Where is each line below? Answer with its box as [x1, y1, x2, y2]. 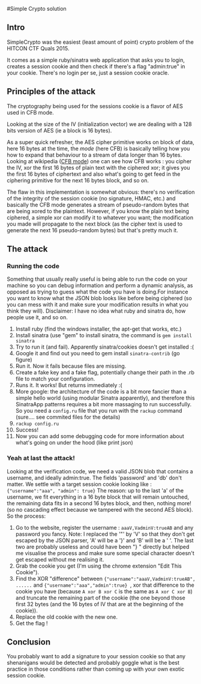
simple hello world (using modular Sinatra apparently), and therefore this [15, 394, 195, 401]
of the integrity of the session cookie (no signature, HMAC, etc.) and [7, 194, 176, 202]
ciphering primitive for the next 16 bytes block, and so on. [7, 176, 149, 184]
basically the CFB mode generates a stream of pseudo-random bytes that [7, 201, 189, 208]
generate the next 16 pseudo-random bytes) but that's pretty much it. [7, 226, 179, 233]
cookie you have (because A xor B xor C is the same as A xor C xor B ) [15, 587, 193, 595]
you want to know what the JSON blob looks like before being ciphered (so [7, 295, 193, 302]
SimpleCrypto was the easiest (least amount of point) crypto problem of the [7, 38, 194, 46]
